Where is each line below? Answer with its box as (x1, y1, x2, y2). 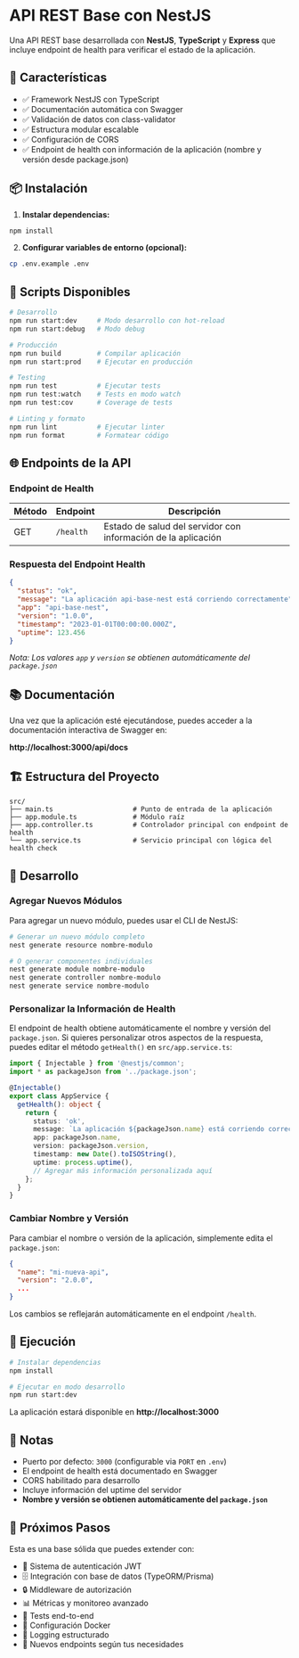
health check (9, 844, 58, 853)
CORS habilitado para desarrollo (21, 1475, 141, 1486)
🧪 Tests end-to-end (21, 1610, 94, 1621)
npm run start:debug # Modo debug (9, 324, 145, 333)
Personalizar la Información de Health (9, 1002, 176, 1014)
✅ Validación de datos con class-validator (21, 113, 176, 125)
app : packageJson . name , (32, 1133, 122, 1142)
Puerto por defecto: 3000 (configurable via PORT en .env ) (21, 1457, 227, 1467)
